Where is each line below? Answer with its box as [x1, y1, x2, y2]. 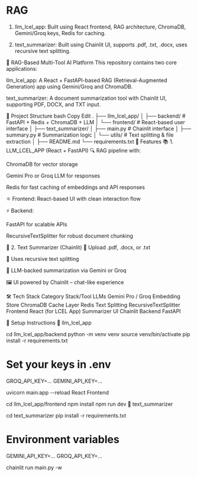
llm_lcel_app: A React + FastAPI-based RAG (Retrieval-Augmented [6, 77, 167, 84]
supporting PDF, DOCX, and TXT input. [6, 100, 101, 108]
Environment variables [6, 433, 120, 446]
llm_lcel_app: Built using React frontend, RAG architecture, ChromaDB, [14, 23, 186, 30]
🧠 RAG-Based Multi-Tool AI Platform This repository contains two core [6, 59, 177, 66]
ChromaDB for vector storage [6, 160, 78, 168]
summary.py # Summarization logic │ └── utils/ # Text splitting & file [6, 131, 174, 138]
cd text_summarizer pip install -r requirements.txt [6, 412, 127, 419]
